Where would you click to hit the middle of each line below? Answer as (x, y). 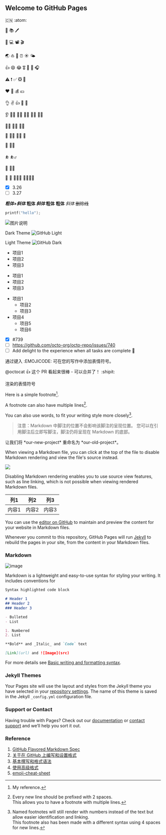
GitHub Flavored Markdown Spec (46, 749)
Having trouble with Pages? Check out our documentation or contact (75, 720)
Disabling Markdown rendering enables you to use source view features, (79, 476)
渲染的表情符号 (20, 384)
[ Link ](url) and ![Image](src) (37, 653)
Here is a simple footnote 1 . (32, 394)
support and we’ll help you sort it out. (43, 725)
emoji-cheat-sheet (31, 773)
